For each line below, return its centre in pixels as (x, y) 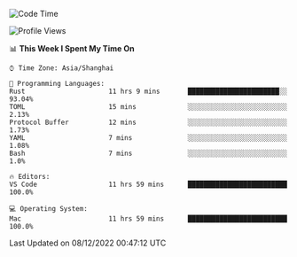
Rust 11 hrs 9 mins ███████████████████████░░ (148, 91)
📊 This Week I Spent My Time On (72, 48)
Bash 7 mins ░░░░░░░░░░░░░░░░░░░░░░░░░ (148, 153)
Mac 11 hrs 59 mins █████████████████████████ (148, 219)
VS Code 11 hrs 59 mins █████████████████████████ (148, 184)
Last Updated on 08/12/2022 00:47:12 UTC (88, 243)
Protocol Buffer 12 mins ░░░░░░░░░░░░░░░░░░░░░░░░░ (148, 122)
